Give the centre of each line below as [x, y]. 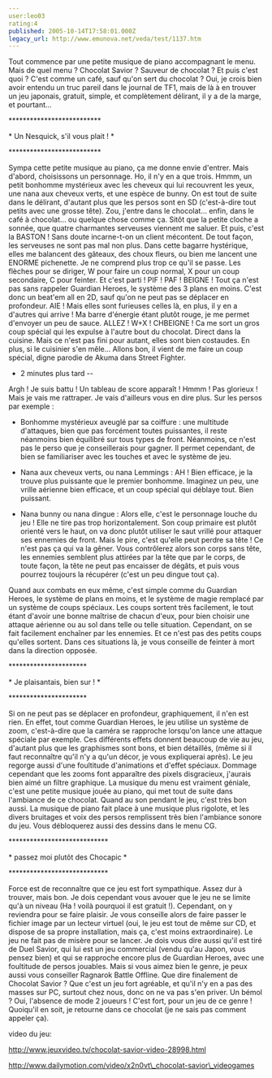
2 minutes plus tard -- [56, 374]
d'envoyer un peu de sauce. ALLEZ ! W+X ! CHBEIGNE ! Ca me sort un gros [134, 323]
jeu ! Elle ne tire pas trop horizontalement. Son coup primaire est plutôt [138, 523]
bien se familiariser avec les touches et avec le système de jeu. [126, 457]
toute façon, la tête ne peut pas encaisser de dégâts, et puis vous [130, 566]
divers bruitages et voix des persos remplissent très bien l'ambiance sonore [135, 817]
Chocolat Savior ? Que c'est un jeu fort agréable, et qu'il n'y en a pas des [131, 984]
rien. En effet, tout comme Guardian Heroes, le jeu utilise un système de [129, 722]
